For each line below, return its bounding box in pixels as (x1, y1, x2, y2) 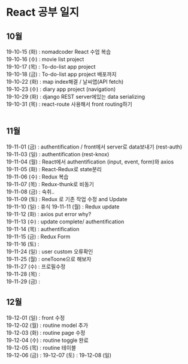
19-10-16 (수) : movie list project (6, 56, 84, 63)
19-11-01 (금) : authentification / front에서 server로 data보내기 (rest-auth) (6, 143, 183, 150)
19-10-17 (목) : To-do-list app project (6, 63, 96, 70)
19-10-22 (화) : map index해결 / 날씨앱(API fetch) (6, 78, 124, 85)
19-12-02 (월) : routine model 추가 (6, 321, 89, 329)
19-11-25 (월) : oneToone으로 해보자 (6, 255, 92, 262)
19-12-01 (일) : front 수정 (6, 314, 65, 321)
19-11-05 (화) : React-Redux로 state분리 (6, 165, 102, 172)
